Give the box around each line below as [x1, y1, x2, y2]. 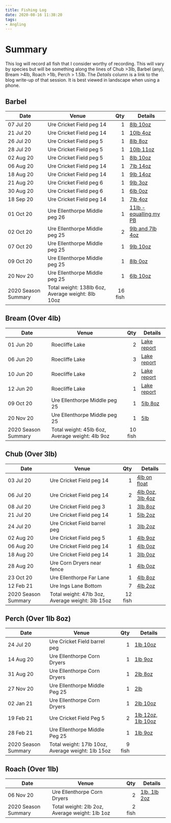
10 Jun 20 [8, 370, 33, 377]
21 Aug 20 [8, 179, 34, 186]
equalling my [129, 211, 160, 217]
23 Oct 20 [8, 574, 33, 581]
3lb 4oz [136, 494, 155, 501]
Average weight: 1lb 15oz [49, 747, 111, 755]
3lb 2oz [136, 522, 155, 530]
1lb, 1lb [140, 788, 159, 795]
